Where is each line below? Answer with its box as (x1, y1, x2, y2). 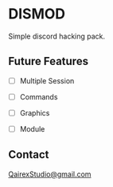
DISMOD (8, 5, 66, 23)
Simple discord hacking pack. (8, 31, 106, 41)
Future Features (8, 55, 89, 68)
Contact (8, 148, 49, 161)
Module (19, 124, 45, 133)
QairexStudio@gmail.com (8, 169, 92, 179)
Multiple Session (19, 75, 75, 85)
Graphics (19, 108, 50, 117)
